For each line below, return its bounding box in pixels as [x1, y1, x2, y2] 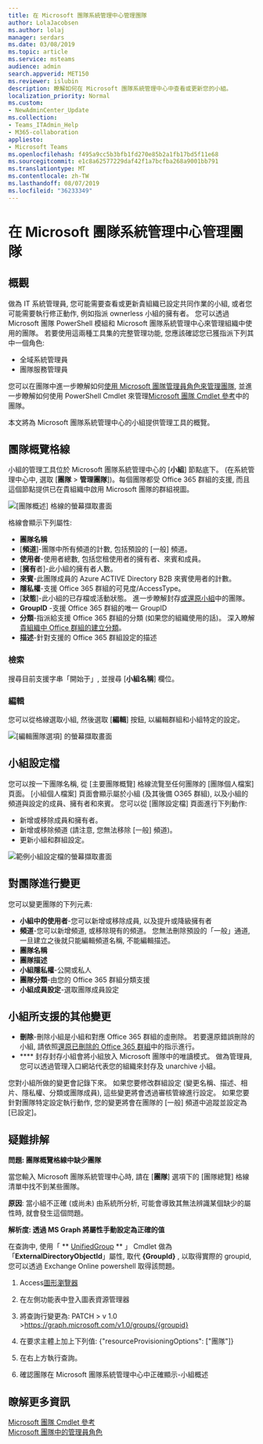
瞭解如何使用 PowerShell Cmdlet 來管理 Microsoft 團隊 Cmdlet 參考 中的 [21, 390, 250, 401]
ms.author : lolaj [8, 26, 65, 34]
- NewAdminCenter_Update [8, 107, 89, 115]
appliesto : [8, 135, 44, 144]
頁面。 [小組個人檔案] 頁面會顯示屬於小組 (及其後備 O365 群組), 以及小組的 [8, 789, 249, 798]
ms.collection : [8, 114, 58, 122]
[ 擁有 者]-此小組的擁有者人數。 [19, 564, 117, 574]
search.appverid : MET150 [8, 70, 89, 78]
